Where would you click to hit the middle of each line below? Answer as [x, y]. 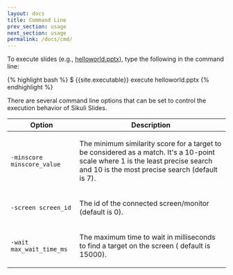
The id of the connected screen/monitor [144, 204]
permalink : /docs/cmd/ [40, 39]
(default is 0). [101, 212]
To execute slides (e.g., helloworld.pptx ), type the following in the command [115, 59]
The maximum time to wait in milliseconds [147, 238]
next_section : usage [37, 33]
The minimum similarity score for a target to [150, 144]
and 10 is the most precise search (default [149, 170]
